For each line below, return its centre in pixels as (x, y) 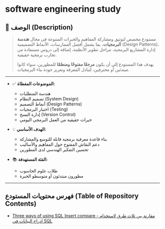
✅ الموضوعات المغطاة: (34, 84)
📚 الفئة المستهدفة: (30, 159)
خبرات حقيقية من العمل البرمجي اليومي (56, 120)
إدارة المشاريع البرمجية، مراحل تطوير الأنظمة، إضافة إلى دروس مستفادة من (86, 49)
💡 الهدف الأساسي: (29, 129)
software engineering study (63, 9)
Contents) (21, 204)
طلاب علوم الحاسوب (39, 171)
